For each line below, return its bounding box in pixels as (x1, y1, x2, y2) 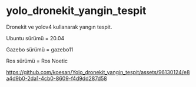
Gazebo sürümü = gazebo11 (6, 46, 74, 53)
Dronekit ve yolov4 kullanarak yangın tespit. (6, 23, 112, 30)
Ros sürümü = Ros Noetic (6, 57, 68, 64)
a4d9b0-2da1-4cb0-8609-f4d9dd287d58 (6, 75, 107, 82)
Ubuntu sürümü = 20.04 (6, 34, 65, 41)
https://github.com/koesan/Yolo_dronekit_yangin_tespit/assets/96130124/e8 (6, 68, 190, 75)
